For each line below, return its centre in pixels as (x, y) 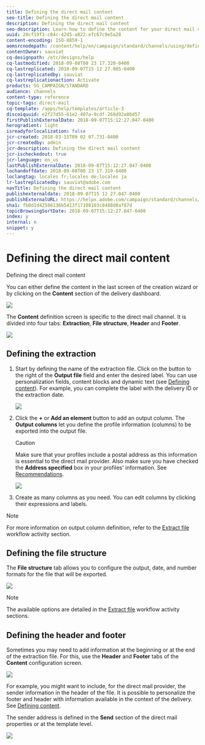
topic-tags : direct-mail (38, 103)
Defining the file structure (56, 553)
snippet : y (20, 228)
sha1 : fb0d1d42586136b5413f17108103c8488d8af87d (69, 205)
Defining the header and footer (66, 635)
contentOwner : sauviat (35, 52)
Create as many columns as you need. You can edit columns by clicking (106, 497)
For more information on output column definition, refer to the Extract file (98, 527)
